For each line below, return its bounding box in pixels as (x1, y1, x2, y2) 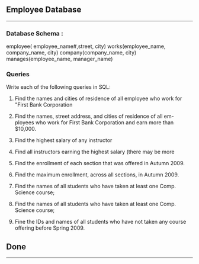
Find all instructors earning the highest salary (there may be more (14, 148, 175, 156)
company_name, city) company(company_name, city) (6, 49, 137, 56)
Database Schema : (6, 29, 63, 37)
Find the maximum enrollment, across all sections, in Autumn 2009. (14, 171, 179, 178)
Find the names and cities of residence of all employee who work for (14, 95, 182, 102)
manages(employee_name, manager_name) (6, 56, 113, 63)
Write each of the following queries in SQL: (6, 83, 111, 91)
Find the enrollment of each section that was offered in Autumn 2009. (14, 160, 185, 167)
